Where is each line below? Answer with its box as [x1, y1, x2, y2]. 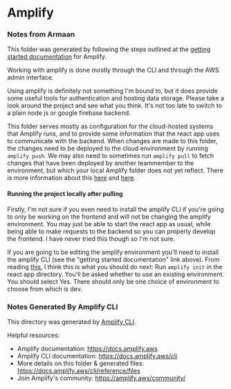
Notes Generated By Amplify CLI [7, 302, 118, 311]
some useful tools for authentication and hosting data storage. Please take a [7, 94, 225, 102]
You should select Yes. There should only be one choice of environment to [7, 277, 219, 285]
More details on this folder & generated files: [17, 359, 144, 368]
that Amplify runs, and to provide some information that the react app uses [7, 129, 220, 138]
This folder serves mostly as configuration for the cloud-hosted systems [7, 123, 214, 131]
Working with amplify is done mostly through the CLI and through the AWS [7, 66, 219, 74]
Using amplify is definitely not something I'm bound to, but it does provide [7, 87, 218, 95]
